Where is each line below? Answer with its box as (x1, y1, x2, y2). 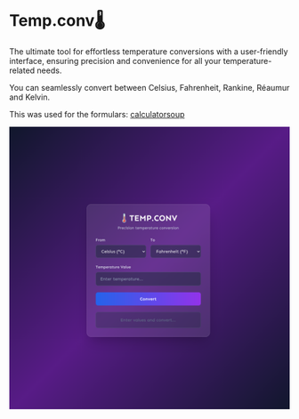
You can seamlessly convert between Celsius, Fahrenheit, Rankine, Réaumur (9, 82, 290, 93)
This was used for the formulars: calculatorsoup (9, 109, 185, 119)
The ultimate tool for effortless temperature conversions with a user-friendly (9, 45, 288, 57)
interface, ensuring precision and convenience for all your (9, 55, 222, 66)
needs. (36, 65, 62, 76)
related (9, 65, 36, 76)
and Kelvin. (9, 92, 51, 102)
